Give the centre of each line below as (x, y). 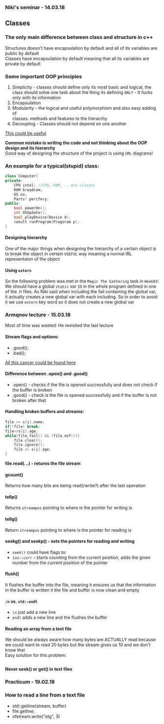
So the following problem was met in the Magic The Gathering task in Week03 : (82, 281)
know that (15, 650)
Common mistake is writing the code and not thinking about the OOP (76, 143)
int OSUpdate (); (31, 213)
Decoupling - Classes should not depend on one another (69, 123)
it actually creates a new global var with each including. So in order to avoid (81, 297)
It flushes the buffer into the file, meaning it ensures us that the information (81, 585)
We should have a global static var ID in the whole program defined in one (81, 286)
